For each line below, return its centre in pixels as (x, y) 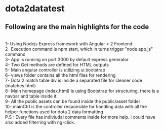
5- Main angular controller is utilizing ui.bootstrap (55, 70)
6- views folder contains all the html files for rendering (61, 75)
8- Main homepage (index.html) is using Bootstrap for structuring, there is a (82, 91)
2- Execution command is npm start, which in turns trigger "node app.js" (79, 49)
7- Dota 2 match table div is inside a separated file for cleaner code (74, 80)
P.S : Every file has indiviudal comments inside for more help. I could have (80, 117)
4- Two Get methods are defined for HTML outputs (57, 65)
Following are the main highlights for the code (77, 27)
